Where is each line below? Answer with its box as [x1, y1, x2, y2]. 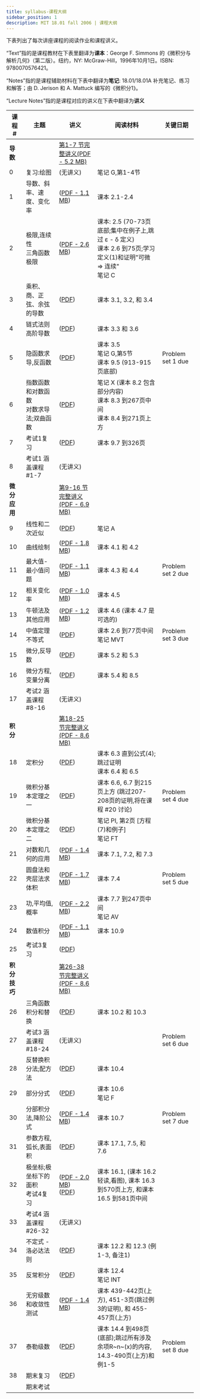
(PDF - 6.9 [58, 500, 90, 508]
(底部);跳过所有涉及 [97, 1333, 152, 1342]
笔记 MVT [97, 635, 124, 644]
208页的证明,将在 [97, 796, 147, 805]
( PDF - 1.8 [58, 539, 90, 547]
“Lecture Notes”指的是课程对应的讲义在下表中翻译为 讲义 [6, 97, 145, 104]
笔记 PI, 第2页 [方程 [97, 817, 152, 825]
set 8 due [162, 1346, 189, 1354]
